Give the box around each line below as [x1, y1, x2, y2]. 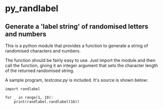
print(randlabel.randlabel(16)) [14, 99, 80, 104]
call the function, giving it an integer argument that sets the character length [5, 63, 159, 68]
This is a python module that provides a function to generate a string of [5, 43, 148, 49]
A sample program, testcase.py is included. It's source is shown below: [5, 77, 148, 83]
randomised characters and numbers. [5, 48, 81, 54]
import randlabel [5, 87, 41, 91]
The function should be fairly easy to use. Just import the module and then [5, 57, 156, 63]
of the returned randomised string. [5, 68, 75, 73]
